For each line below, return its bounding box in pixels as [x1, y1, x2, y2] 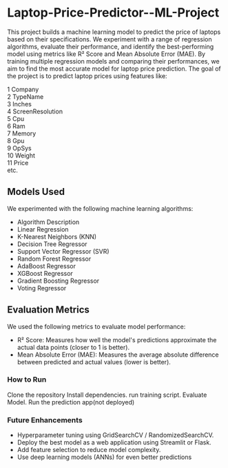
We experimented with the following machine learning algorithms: [7, 204, 194, 212]
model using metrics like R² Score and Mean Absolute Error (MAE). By [7, 50, 205, 58]
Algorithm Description [17, 218, 80, 226]
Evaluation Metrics [7, 304, 90, 316]
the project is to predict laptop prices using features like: [7, 71, 167, 80]
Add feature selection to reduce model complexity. [17, 446, 161, 454]
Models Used [7, 186, 65, 198]
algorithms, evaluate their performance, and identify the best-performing [7, 42, 214, 50]
